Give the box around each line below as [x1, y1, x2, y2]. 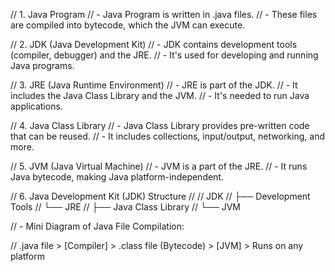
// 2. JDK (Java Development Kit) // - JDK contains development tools [10, 39, 298, 50]
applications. [10, 100, 63, 112]
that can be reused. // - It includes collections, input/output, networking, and [10, 130, 326, 142]
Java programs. [10, 60, 75, 71]
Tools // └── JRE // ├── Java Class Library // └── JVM [10, 201, 242, 213]
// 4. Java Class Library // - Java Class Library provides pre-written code [10, 120, 310, 131]
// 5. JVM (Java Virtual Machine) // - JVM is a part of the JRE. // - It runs [10, 160, 308, 172]
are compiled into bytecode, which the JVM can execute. [10, 19, 246, 31]
